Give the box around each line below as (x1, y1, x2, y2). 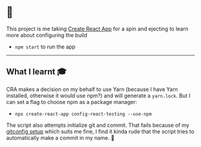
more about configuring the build (6, 31, 88, 38)
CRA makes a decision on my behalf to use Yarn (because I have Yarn (6, 85, 178, 93)
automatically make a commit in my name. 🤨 (6, 134, 115, 141)
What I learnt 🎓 (6, 67, 67, 77)
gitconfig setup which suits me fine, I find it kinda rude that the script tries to (6, 128, 194, 135)
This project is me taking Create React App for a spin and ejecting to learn (6, 25, 188, 32)
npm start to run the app (14, 43, 76, 50)
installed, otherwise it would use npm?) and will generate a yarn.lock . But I (6, 92, 190, 99)
